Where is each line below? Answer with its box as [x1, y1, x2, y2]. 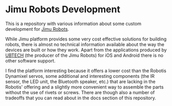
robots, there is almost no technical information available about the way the [5, 41, 164, 47]
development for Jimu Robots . [5, 26, 69, 32]
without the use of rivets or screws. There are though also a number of [5, 89, 155, 95]
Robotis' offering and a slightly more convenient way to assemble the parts [5, 83, 164, 90]
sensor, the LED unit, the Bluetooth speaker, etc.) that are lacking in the [5, 78, 156, 84]
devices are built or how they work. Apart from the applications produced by [5, 47, 167, 53]
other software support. [5, 57, 55, 63]
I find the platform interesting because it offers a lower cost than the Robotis [5, 68, 167, 74]
